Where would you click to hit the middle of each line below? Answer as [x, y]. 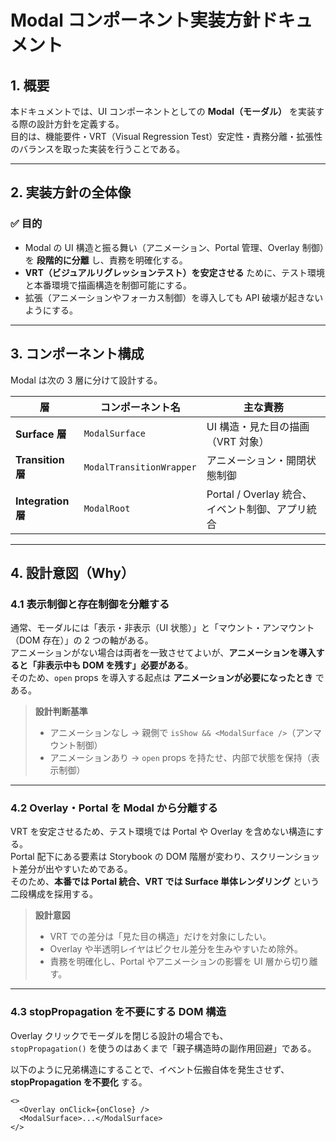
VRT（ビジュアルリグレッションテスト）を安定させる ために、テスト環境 [174, 272]
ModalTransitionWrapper [140, 467]
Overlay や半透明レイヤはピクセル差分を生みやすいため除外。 [176, 949]
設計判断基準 [61, 712]
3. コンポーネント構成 [77, 354]
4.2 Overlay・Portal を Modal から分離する [114, 808]
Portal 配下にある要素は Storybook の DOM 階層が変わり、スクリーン [152, 857]
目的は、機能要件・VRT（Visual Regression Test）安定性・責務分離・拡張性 [166, 136]
